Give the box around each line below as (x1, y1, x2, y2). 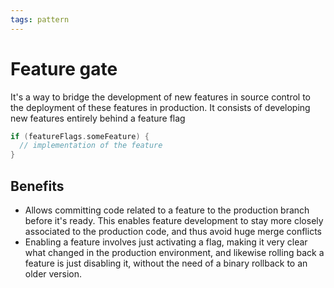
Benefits (10, 177, 65, 195)
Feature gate (10, 57, 118, 80)
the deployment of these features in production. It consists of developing (10, 101, 311, 113)
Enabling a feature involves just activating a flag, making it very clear (24, 236, 308, 248)
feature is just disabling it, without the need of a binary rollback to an (24, 257, 308, 269)
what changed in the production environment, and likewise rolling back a (24, 247, 325, 258)
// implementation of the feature (19, 141, 163, 151)
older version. (24, 268, 83, 280)
